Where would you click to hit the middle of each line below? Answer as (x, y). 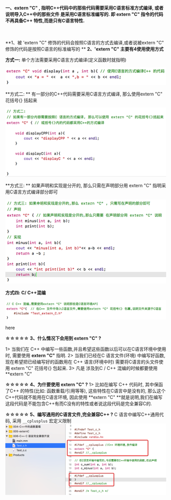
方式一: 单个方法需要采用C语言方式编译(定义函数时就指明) (66, 60)
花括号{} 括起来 (21, 101)
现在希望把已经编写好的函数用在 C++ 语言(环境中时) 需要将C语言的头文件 (82, 362)
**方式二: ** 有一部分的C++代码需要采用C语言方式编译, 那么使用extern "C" (84, 94)
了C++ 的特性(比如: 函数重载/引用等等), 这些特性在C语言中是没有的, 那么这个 (86, 391)
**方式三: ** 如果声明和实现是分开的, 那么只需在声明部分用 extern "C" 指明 (83, 186)
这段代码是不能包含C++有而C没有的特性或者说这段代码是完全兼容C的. (79, 404)
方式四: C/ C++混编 (26, 292)
